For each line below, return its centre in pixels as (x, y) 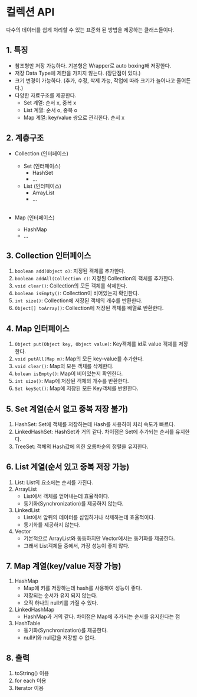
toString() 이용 (32, 673)
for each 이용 (30, 681)
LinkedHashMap (35, 609)
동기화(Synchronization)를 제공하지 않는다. (73, 503)
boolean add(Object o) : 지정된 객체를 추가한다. (70, 271)
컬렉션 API (30, 12)
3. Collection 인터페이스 (49, 255)
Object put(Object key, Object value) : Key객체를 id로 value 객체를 (96, 344)
